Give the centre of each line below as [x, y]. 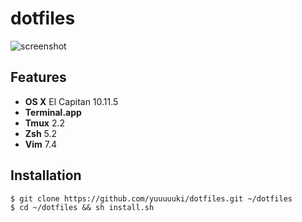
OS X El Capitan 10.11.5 [71, 101]
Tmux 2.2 [45, 123]
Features [38, 77]
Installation [46, 175]
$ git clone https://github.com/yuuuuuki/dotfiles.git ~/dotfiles [151, 198]
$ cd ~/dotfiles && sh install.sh [82, 207]
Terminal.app [53, 112]
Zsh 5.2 [41, 133]
